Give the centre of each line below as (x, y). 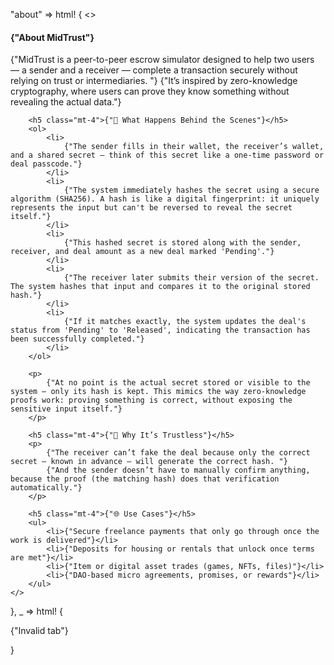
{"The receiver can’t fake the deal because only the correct (178, 453)
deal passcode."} (46, 164)
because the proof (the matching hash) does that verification (145, 479)
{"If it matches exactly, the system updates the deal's (185, 322)
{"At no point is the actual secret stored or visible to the (178, 383)
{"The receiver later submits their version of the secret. (191, 278)
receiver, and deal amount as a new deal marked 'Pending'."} (142, 252)
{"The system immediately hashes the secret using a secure (191, 190)
